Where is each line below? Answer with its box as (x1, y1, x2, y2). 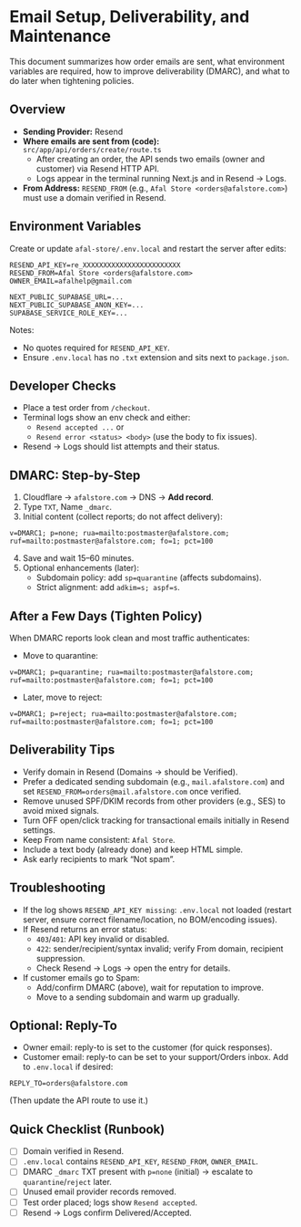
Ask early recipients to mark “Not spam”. (22, 853, 176, 864)
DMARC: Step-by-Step (9, 467, 141, 483)
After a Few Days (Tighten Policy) (9, 608, 203, 624)
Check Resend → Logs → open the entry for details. (35, 962, 231, 973)
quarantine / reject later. (22, 1177, 112, 1188)
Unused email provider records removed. (22, 1186, 177, 1197)
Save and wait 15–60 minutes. (22, 553, 135, 564)
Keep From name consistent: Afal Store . (22, 834, 176, 845)
